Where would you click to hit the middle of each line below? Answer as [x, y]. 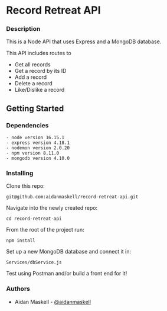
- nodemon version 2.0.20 [38, 148]
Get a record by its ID [40, 71]
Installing [20, 174]
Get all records [33, 65]
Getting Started [35, 108]
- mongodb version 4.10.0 [38, 158]
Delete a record [34, 84]
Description [23, 29]
